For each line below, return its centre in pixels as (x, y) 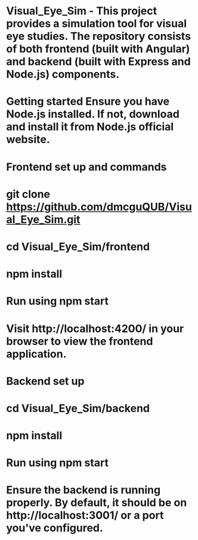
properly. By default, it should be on (97, 503)
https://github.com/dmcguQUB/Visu (99, 207)
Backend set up (45, 381)
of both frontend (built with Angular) (98, 49)
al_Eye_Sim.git (43, 219)
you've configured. (55, 528)
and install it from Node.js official (90, 127)
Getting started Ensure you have (88, 102)
